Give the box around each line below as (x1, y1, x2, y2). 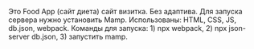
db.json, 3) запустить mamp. (31, 32, 129, 41)
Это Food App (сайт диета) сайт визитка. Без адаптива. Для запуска (8, 7, 243, 16)
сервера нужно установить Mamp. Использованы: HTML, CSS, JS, (8, 15, 237, 24)
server (8, 32, 31, 41)
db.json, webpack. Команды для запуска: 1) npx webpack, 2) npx (8, 24, 227, 32)
